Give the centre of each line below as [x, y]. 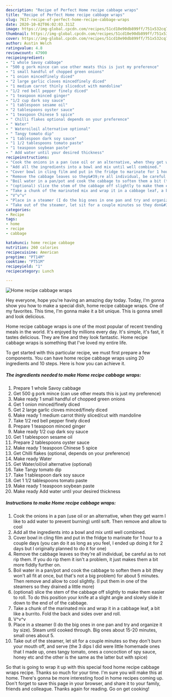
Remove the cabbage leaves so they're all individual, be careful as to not [90, 554]
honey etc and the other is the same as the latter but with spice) [80, 657]
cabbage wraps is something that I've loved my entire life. [67, 343]
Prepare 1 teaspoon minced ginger [49, 426]
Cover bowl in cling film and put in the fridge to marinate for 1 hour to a [88, 537]
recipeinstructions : [28, 158]
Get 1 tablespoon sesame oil [43, 437]
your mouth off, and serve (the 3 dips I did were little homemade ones [87, 646]
